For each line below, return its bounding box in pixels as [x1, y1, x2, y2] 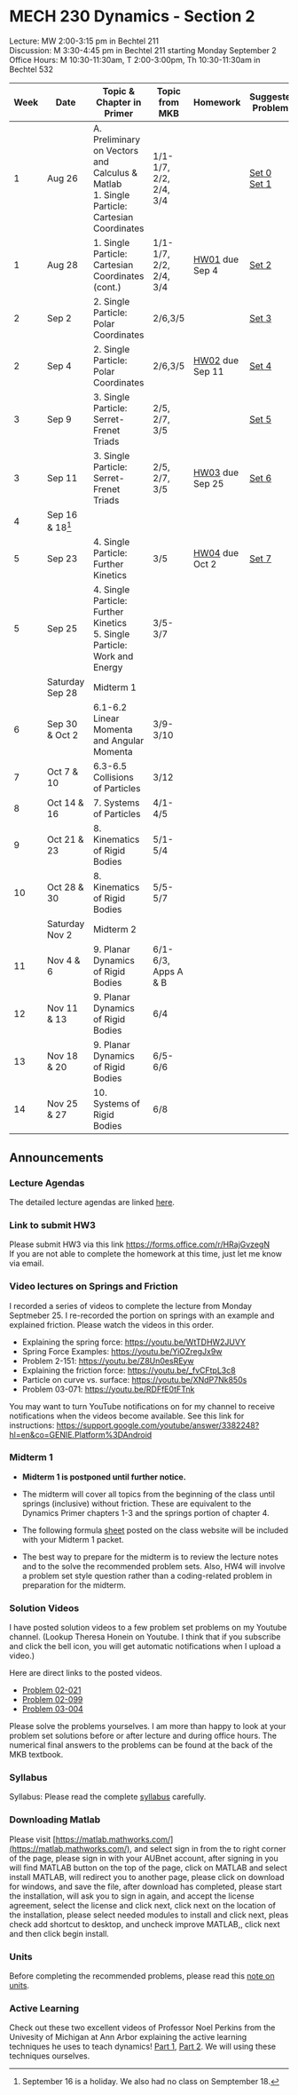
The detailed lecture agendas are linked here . [9, 1196, 176, 1207]
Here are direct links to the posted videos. [9, 1668, 162, 1678]
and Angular [92, 734, 145, 747]
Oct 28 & [47, 881, 84, 893]
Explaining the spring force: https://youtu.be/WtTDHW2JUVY [21, 1337, 247, 1347]
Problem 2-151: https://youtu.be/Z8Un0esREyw [21, 1355, 194, 1366]
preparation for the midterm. [21, 1579, 127, 1591]
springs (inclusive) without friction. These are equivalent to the [21, 1498, 252, 1509]
